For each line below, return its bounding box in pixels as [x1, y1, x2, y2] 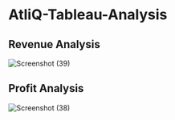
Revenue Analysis [8, 38, 100, 51]
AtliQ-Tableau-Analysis [8, 6, 168, 24]
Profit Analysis [8, 82, 84, 95]
